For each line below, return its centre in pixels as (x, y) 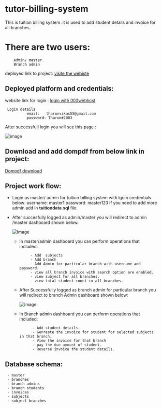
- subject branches (27, 401)
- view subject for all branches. (65, 277)
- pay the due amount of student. (67, 345)
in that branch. (36, 337)
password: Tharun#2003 (49, 118)
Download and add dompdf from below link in (75, 152)
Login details (21, 109)
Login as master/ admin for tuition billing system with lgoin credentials (81, 198)
